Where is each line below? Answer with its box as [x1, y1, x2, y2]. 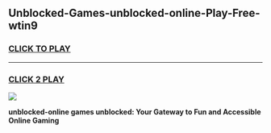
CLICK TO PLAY [8, 44, 71, 55]
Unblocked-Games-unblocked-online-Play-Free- [8, 6, 261, 20]
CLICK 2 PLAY [8, 73, 65, 85]
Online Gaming [8, 115, 60, 125]
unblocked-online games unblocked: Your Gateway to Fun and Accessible [8, 106, 261, 116]
